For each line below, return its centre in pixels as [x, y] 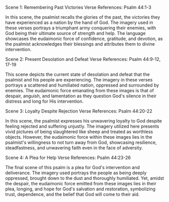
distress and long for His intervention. [45, 101]
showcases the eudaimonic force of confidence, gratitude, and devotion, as [84, 38]
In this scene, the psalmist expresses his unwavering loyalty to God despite [84, 121]
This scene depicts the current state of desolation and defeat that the [78, 74]
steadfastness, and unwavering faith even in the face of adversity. [74, 148]
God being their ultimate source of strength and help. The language [75, 33]
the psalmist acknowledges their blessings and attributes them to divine [80, 44]
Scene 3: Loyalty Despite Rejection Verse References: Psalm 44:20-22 [79, 111]
